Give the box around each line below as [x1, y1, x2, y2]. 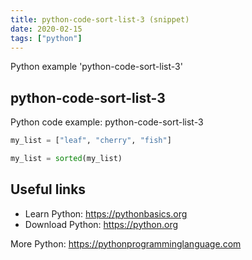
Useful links [10, 181, 87, 198]
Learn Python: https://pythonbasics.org [24, 207, 188, 220]
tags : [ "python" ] [10, 33, 83, 43]
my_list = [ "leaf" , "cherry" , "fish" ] [10, 136, 172, 146]
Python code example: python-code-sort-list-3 [10, 116, 204, 128]
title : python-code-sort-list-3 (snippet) [10, 14, 190, 25]
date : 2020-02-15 [10, 24, 83, 34]
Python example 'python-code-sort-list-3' [10, 61, 183, 73]
